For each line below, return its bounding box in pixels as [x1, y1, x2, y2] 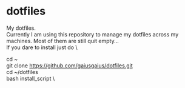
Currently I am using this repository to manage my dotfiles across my [6, 30, 179, 38]
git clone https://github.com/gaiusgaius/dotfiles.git [6, 62, 133, 69]
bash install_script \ [6, 75, 55, 82]
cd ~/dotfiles [6, 68, 38, 75]
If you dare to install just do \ [6, 44, 78, 51]
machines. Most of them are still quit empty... [6, 37, 119, 44]
